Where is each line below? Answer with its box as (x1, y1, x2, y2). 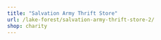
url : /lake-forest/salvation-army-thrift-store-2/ (7, 16, 155, 23)
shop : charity (7, 22, 48, 29)
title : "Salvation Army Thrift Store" (7, 9, 118, 17)
